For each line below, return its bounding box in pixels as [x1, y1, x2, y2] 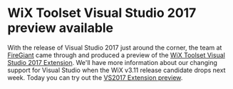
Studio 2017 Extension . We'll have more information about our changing [7, 58, 217, 66]
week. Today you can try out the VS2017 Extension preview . [7, 73, 183, 82]
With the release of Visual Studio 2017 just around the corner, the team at [7, 43, 222, 52]
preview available [7, 20, 114, 36]
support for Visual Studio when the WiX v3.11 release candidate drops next [7, 66, 226, 74]
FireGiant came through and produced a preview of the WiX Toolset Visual [7, 51, 226, 59]
